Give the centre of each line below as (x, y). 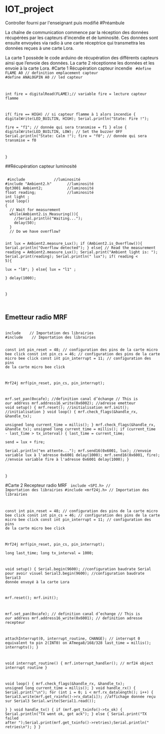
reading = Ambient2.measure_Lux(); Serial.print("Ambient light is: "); (82, 252)
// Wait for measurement (35, 210)
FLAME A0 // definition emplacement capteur (52, 73)
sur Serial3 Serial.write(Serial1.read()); (51, 701)
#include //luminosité (44, 179)
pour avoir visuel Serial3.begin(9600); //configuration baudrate (75, 573)
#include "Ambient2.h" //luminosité (49, 184)
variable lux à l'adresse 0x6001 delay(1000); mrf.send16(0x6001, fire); (83, 455)
